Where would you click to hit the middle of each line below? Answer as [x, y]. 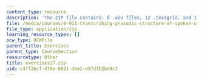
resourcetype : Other [32, 57]
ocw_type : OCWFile [29, 40]
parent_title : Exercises [38, 46]
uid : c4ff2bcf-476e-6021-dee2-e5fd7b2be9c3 [62, 69]
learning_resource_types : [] [43, 35]
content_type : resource [36, 12]
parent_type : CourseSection [42, 52]
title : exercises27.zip [36, 63]
